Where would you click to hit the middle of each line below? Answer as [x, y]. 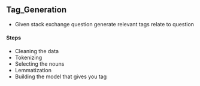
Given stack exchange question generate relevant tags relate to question [104, 24]
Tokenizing [28, 58]
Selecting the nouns [40, 64]
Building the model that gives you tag [61, 76]
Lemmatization [33, 70]
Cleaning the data [37, 51]
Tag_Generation [37, 10]
